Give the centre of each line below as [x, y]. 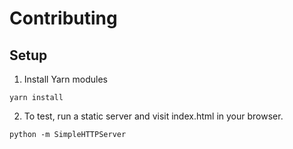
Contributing [63, 18]
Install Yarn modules [65, 79]
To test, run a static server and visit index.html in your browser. [153, 116]
